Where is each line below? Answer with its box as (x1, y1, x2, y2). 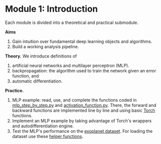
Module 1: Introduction (5, 3, 98, 15)
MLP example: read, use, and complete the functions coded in (12, 97, 137, 103)
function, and (12, 73, 39, 79)
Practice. (5, 87, 24, 93)
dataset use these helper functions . (12, 133, 84, 139)
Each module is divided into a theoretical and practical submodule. (5, 20, 139, 25)
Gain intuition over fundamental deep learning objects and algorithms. (12, 38, 152, 44)
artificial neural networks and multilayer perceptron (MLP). (12, 62, 129, 68)
